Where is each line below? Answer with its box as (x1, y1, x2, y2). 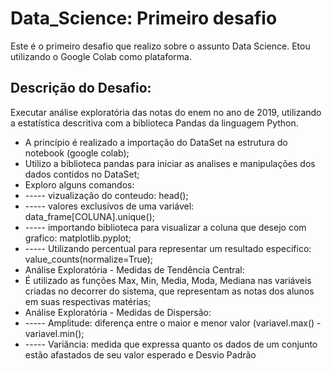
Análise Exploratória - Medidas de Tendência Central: (24, 263, 245, 276)
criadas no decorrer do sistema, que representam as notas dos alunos (24, 285, 315, 297)
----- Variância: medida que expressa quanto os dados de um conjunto (24, 338, 318, 350)
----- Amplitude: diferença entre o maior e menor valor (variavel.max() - (24, 317, 322, 329)
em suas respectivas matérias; (24, 295, 152, 307)
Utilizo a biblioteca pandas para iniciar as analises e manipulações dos (24, 157, 316, 169)
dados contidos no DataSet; (24, 168, 140, 180)
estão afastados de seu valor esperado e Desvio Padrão (24, 348, 257, 361)
